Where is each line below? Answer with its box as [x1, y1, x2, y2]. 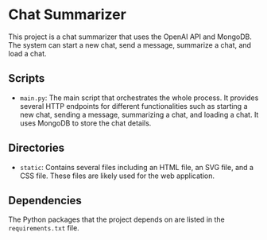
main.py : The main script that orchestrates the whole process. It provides [19, 93, 259, 103]
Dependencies [8, 193, 82, 207]
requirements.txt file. [8, 223, 79, 233]
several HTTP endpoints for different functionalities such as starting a [19, 101, 248, 110]
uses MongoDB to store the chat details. [19, 118, 152, 128]
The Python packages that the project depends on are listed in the [8, 215, 225, 224]
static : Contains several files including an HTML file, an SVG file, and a [19, 162, 254, 172]
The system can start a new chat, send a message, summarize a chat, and [8, 40, 252, 49]
